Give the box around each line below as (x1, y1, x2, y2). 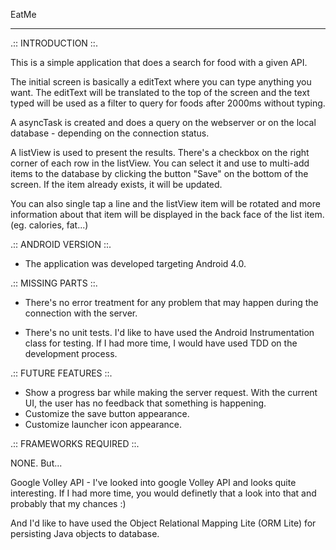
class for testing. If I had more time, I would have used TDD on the (24, 337, 298, 349)
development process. (24, 348, 118, 359)
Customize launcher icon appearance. (24, 419, 183, 430)
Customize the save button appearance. (24, 408, 190, 419)
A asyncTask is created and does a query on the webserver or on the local (10, 117, 317, 128)
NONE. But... (10, 457, 63, 469)
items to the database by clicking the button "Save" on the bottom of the (10, 168, 309, 179)
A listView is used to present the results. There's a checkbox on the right (10, 147, 310, 158)
